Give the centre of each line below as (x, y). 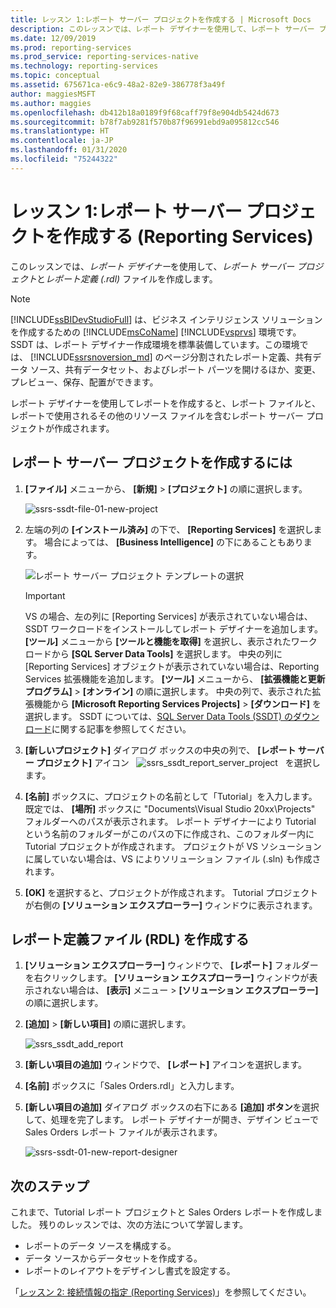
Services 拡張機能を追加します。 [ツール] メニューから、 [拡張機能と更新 (175, 678)
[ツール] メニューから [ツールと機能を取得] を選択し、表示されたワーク (171, 641)
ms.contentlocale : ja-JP (62, 141)
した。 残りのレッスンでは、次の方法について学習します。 (129, 1225)
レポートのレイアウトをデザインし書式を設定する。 (130, 1271)
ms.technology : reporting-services (84, 66)
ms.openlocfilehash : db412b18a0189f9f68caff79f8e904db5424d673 (145, 112)
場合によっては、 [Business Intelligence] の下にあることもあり (174, 542)
